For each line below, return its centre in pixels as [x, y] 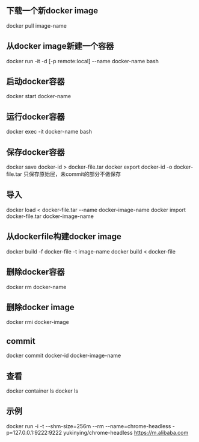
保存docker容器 [35, 152]
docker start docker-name [38, 96]
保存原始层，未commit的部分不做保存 [75, 174]
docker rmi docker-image [38, 322]
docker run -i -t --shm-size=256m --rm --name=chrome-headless [89, 426]
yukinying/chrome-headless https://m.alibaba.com [126, 432]
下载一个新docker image [52, 11]
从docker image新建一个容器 [60, 46]
